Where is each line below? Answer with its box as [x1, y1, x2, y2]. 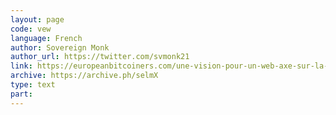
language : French [10, 33, 83, 43]
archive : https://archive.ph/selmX [10, 71, 159, 81]
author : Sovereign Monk [10, 42, 110, 53]
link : [10, 61, 33, 71]
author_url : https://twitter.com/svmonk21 [10, 52, 190, 62]
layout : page [10, 14, 65, 25]
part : [10, 89, 33, 99]
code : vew [10, 24, 52, 34]
